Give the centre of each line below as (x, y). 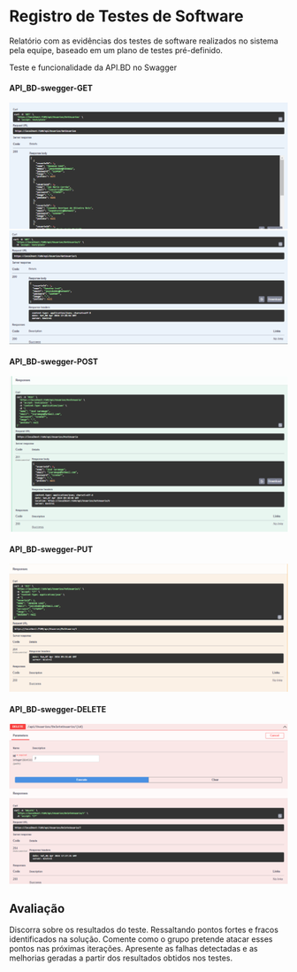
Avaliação (37, 909)
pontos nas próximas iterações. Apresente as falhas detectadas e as (133, 949)
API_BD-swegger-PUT (51, 549)
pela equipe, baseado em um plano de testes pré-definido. (116, 50)
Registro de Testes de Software (126, 16)
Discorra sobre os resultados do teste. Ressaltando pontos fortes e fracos (144, 930)
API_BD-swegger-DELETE (58, 709)
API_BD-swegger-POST (54, 362)
